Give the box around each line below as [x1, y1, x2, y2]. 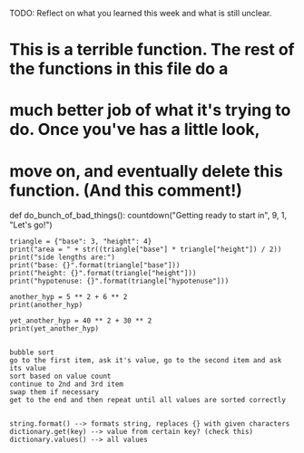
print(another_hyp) [9, 301, 83, 310]
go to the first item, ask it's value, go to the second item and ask [9, 356, 282, 365]
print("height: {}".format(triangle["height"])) [9, 269, 197, 278]
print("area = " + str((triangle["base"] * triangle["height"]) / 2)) [9, 245, 282, 255]
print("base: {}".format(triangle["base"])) [9, 261, 181, 270]
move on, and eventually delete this [9, 160, 283, 181]
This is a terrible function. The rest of [9, 40, 295, 60]
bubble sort [9, 348, 54, 357]
